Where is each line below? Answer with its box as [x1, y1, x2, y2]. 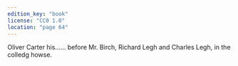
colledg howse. [7, 50, 52, 59]
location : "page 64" [7, 23, 69, 31]
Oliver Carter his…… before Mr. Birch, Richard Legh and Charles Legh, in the [7, 43, 231, 52]
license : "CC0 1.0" [7, 17, 66, 24]
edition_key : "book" [7, 10, 69, 18]
